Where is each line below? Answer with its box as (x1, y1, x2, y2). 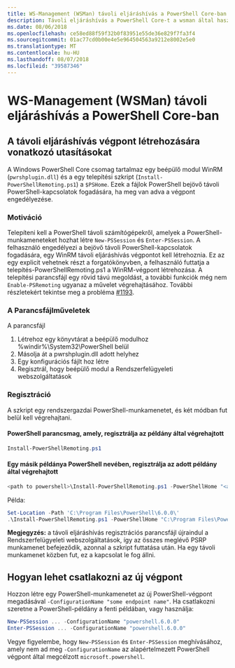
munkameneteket (7, 236, 57, 244)
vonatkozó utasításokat (7, 147, 112, 159)
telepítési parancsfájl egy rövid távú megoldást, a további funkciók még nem (7, 273, 227, 281)
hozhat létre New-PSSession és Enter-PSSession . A (58, 236, 201, 244)
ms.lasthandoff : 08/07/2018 (7, 56, 90, 63)
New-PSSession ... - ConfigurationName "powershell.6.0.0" (7, 618, 180, 625)
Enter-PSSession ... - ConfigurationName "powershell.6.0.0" (7, 625, 187, 632)
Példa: (7, 495, 26, 504)
